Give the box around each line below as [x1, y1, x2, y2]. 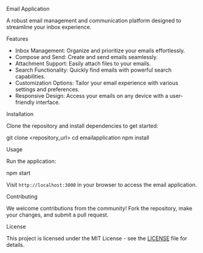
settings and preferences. [15, 86, 80, 93]
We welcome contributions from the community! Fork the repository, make [6, 205, 193, 212]
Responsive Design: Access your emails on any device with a [15, 92, 168, 99]
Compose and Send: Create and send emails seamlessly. [15, 54, 158, 60]
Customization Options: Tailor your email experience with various [15, 79, 179, 86]
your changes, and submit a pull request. [6, 211, 109, 218]
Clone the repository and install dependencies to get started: [6, 122, 159, 130]
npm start [6, 170, 31, 176]
